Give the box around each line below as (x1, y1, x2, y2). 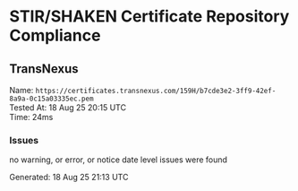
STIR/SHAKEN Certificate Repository (9, 6, 290, 27)
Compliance (9, 25, 101, 46)
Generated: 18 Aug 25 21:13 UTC (9, 172, 129, 183)
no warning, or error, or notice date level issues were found (9, 154, 228, 165)
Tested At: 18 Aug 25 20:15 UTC (9, 102, 127, 113)
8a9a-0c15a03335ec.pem (9, 94, 94, 103)
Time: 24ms (9, 112, 54, 122)
